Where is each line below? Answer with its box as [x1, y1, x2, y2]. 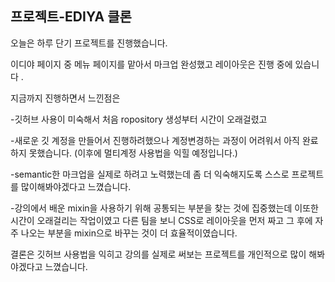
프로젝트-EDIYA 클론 [10, 8, 132, 26]
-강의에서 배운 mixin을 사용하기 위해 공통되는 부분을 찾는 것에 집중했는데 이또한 [10, 202, 319, 214]
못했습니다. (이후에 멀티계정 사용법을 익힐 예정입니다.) [28, 147, 238, 159]
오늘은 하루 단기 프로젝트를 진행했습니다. [10, 37, 168, 49]
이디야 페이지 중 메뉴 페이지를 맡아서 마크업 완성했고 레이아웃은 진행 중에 [10, 58, 293, 70]
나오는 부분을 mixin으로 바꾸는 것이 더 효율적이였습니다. [20, 227, 238, 239]
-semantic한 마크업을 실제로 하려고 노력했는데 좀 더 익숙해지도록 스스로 [10, 168, 290, 180]
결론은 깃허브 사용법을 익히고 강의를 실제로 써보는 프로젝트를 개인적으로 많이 [10, 248, 307, 260]
